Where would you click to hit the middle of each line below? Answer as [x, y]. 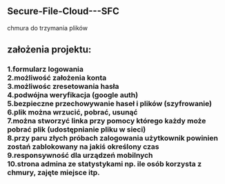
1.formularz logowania [46, 70]
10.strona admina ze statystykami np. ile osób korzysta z [105, 164]
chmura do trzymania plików [48, 28]
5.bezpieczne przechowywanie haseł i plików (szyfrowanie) [110, 104]
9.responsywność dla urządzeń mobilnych [80, 156]
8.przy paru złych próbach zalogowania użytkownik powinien [113, 139]
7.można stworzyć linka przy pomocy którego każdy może [107, 121]
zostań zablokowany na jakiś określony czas [83, 147]
